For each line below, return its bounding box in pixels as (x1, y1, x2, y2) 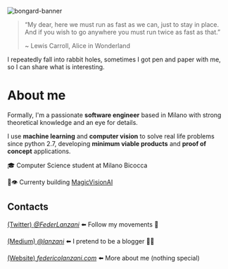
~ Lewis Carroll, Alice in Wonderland (24, 42, 130, 49)
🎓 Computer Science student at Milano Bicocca (7, 161, 148, 169)
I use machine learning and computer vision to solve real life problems (7, 131, 215, 141)
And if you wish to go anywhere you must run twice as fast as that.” (24, 28, 220, 36)
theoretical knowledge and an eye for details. (7, 118, 139, 126)
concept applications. (7, 147, 71, 155)
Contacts (7, 201, 49, 213)
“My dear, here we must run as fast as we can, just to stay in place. (24, 20, 220, 28)
